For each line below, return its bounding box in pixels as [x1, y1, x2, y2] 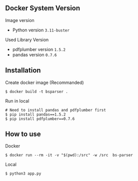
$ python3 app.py [5, 171, 41, 176]
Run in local [5, 97, 29, 104]
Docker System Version [5, 4, 80, 12]
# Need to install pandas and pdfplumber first [5, 107, 106, 112]
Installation [5, 66, 41, 74]
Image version [5, 17, 35, 23]
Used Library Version [5, 36, 49, 42]
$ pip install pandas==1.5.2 [5, 112, 66, 117]
